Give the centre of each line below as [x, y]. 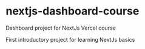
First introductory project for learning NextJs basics [70, 39]
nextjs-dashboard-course [72, 11]
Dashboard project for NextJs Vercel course [61, 28]
